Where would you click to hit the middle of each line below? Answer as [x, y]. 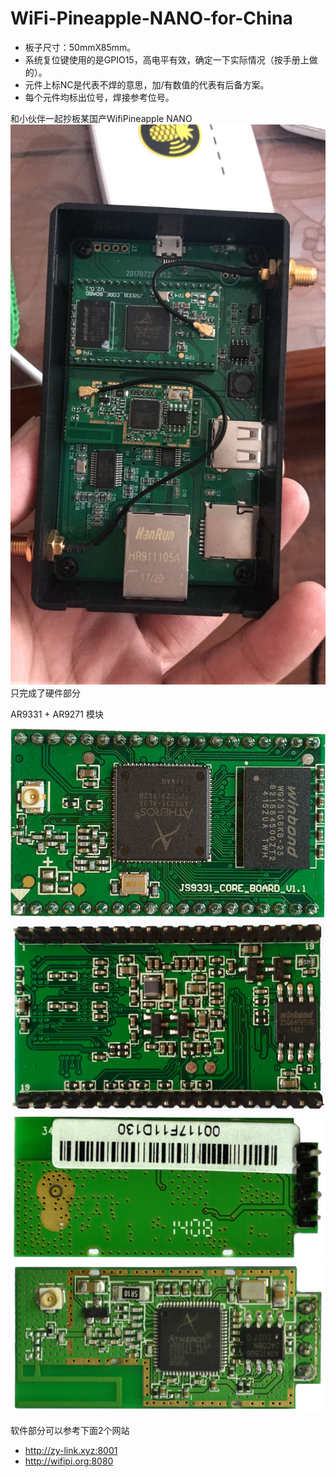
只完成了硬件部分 [45, 693]
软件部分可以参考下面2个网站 [70, 1431]
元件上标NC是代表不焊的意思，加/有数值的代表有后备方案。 [147, 84]
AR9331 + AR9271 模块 [57, 714]
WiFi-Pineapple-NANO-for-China [151, 18]
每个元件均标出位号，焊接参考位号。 [99, 97]
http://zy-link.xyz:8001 [71, 1451]
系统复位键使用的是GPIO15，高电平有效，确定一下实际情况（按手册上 [167, 59]
